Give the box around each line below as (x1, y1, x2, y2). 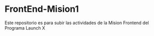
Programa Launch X (4, 25, 46, 31)
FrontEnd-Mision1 (4, 3, 79, 15)
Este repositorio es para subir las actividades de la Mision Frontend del (4, 20, 149, 26)
